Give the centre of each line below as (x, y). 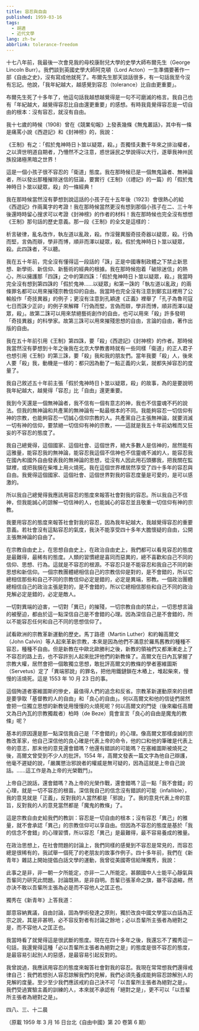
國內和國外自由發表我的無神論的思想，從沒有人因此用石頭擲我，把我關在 (99, 460)
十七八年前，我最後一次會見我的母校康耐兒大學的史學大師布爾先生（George (98, 62)
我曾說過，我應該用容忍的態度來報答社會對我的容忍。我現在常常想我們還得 (97, 967)
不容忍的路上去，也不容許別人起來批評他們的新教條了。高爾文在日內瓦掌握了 (99, 656)
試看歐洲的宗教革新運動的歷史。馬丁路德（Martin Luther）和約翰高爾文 (93, 634)
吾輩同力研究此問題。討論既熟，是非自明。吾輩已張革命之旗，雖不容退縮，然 (99, 880)
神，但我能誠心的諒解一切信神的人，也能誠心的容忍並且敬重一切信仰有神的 (97, 502)
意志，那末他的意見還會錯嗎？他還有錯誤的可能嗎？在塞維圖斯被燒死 (99, 748)
